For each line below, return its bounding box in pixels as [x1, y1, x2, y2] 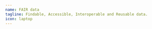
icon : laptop [5, 16, 33, 21]
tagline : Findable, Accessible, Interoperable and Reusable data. [5, 12, 148, 17]
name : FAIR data [5, 7, 39, 12]
